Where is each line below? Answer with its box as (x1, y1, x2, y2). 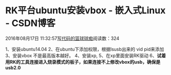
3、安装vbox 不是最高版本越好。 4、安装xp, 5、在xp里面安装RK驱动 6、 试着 (5, 52, 166, 59)
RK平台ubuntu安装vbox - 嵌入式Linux (5, 5, 166, 16)
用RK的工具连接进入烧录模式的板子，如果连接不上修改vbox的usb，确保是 (5, 59, 161, 65)
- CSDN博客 (5, 17, 56, 29)
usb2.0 (5, 64, 21, 70)
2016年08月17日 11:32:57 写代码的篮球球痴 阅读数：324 (5, 35, 119, 41)
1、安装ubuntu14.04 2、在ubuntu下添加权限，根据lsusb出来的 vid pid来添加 (5, 46, 164, 52)
